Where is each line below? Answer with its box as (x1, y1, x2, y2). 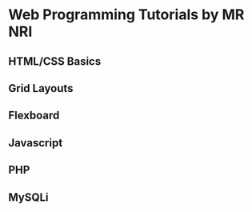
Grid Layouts (8, 82, 74, 95)
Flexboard (8, 109, 60, 122)
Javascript (8, 136, 63, 150)
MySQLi (8, 190, 50, 204)
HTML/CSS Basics (8, 54, 102, 68)
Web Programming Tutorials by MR (8, 6, 245, 24)
